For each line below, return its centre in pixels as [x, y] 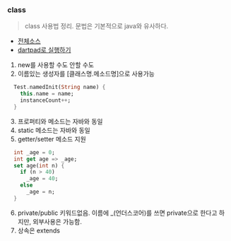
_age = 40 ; [42, 179]
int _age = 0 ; [34, 152]
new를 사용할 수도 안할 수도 [55, 65]
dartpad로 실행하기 [44, 50]
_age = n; [40, 192]
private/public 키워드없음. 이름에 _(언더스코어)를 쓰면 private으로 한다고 [117, 213]
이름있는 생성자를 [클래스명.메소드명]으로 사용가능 [86, 74]
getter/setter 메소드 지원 [52, 139]
